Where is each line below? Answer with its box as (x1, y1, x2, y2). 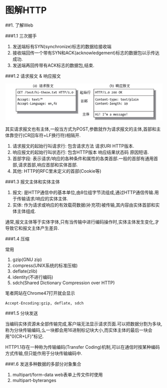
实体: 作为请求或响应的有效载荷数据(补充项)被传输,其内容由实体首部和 (12, 202, 156, 208)
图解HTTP (5, 5, 47, 16)
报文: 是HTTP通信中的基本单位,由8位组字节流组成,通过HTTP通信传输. (12, 189, 155, 195)
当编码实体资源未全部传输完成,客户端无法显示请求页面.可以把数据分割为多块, (5, 321, 162, 327)
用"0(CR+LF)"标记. (5, 333, 44, 339)
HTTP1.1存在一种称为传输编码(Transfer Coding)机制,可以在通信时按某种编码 (5, 344, 160, 350)
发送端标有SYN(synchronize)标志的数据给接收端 (12, 43, 111, 49)
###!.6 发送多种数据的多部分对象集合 (5, 361, 81, 367)
